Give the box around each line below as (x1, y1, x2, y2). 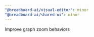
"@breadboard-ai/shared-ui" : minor (5, 12, 80, 17)
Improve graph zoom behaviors (5, 26, 70, 32)
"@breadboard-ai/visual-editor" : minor (5, 7, 89, 13)
